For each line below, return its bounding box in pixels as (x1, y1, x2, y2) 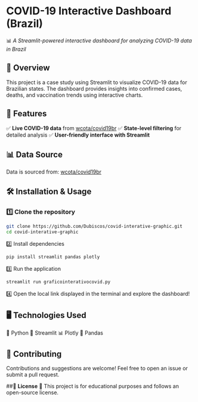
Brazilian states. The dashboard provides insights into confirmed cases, (6, 85, 182, 92)
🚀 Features (6, 109, 47, 119)
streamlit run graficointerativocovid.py (6, 279, 111, 285)
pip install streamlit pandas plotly (6, 253, 100, 260)
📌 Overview (6, 63, 50, 73)
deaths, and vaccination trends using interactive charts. (6, 91, 143, 98)
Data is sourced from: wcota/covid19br (6, 168, 102, 175)
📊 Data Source (6, 149, 63, 159)
